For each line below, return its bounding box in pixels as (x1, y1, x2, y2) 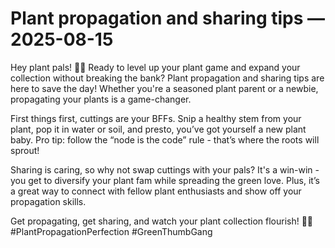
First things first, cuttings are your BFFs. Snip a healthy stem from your (10, 112, 302, 124)
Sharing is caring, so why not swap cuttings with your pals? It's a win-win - (10, 163, 320, 176)
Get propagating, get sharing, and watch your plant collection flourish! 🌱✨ (10, 215, 314, 227)
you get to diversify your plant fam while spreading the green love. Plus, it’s (10, 174, 320, 186)
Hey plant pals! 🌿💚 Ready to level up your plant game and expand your (10, 61, 301, 73)
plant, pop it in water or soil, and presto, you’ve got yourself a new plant (10, 123, 307, 135)
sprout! (10, 144, 40, 156)
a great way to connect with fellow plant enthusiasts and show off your (10, 185, 302, 197)
